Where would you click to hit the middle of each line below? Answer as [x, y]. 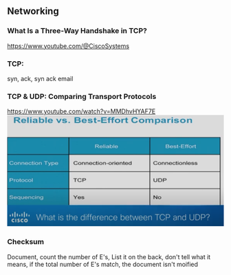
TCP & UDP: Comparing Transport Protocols [82, 96]
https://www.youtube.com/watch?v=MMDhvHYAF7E [81, 111]
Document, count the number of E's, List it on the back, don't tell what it [109, 256]
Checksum [26, 242]
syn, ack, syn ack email [40, 78]
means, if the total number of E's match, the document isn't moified [102, 264]
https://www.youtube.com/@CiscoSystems [68, 46]
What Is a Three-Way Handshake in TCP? [77, 31]
